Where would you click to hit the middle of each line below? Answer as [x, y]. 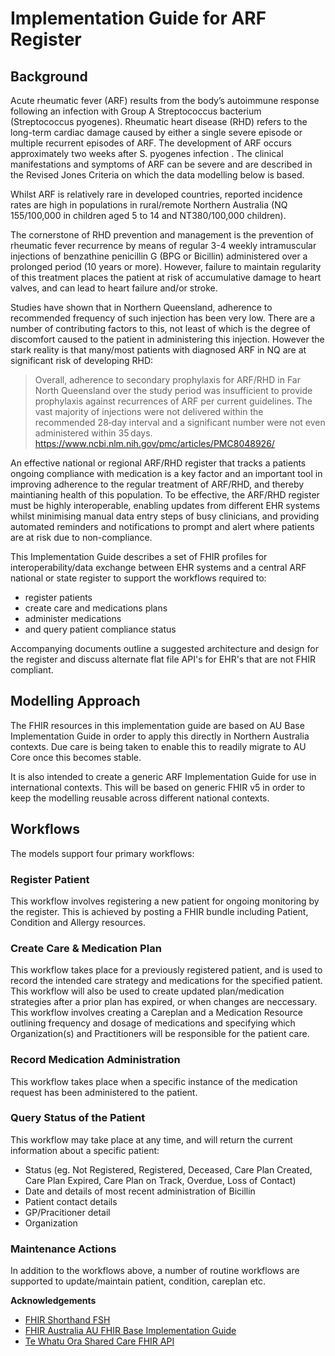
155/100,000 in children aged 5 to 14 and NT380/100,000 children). [148, 215]
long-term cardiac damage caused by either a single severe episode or [156, 132]
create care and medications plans [96, 608]
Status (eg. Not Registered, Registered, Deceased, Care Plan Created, [168, 1169]
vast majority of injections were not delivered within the [149, 411]
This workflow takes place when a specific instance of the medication [154, 1081]
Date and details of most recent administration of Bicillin [140, 1191]
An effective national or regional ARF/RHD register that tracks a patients [158, 463]
